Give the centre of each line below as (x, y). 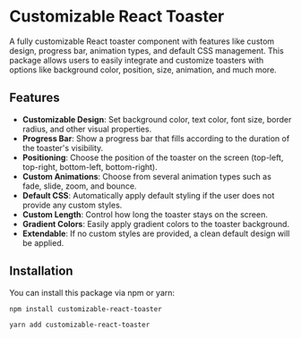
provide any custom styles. (72, 205)
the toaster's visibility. (63, 148)
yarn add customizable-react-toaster (80, 325)
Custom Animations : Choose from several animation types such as (146, 176)
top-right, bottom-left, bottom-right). (90, 166)
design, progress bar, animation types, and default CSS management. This (146, 50)
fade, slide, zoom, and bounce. (79, 186)
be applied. (43, 242)
